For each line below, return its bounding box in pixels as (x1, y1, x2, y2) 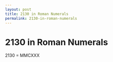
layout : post (5, 7, 32, 12)
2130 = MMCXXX (5, 52, 40, 58)
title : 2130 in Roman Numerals (5, 12, 69, 16)
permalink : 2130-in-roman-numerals (5, 16, 77, 21)
